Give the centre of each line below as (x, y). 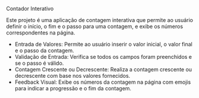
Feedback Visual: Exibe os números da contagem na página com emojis (103, 82)
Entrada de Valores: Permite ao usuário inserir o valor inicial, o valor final (104, 44)
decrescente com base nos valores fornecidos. (72, 76)
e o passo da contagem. (44, 50)
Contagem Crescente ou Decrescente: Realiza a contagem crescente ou (103, 69)
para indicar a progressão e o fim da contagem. (73, 88)
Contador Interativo (30, 9)
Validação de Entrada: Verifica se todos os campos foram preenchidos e (103, 57)
